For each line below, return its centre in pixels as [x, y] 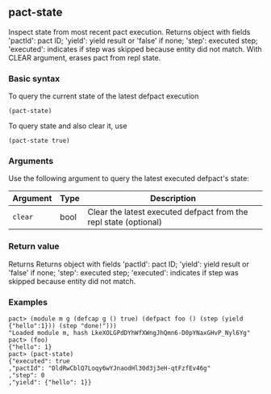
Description [173, 199]
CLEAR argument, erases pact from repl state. [85, 57]
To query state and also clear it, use [68, 126]
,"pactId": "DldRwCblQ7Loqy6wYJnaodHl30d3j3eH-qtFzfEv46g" [110, 368]
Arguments [31, 161]
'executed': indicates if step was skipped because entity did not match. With [135, 49]
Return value [34, 246]
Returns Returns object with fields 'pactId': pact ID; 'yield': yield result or [129, 264]
